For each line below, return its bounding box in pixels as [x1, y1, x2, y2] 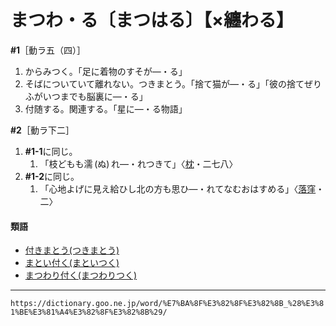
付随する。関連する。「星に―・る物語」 [24, 102, 188, 115]
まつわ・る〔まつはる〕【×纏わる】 [10, 9, 295, 32]
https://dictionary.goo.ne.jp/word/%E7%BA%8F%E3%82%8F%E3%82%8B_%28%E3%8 [10, 299, 325, 309]
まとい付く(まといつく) [24, 257, 120, 269]
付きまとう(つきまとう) [24, 244, 120, 256]
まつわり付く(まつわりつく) [24, 269, 138, 281]
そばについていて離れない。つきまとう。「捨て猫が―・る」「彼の [24, 77, 288, 90]
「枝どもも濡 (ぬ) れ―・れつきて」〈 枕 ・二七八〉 [39, 157, 238, 170]
